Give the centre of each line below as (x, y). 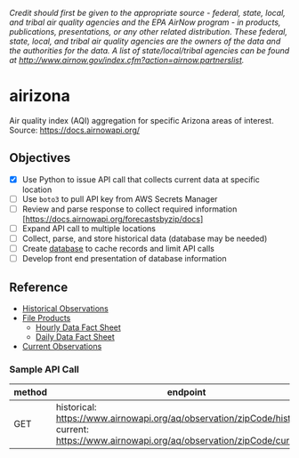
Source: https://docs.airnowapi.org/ (75, 130)
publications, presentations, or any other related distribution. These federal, (148, 32)
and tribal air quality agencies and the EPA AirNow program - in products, (145, 22)
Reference (39, 287)
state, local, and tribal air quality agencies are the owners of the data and (145, 41)
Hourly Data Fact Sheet (78, 327)
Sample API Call (44, 369)
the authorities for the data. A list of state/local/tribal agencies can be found (149, 51)
